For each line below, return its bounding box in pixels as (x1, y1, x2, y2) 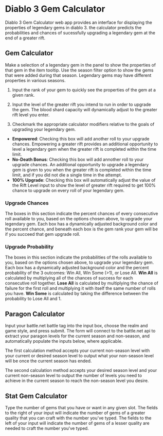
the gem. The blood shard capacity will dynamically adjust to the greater (12, 106, 158, 112)
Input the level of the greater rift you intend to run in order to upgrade (12, 101, 151, 107)
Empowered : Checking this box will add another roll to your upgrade (12, 136, 150, 141)
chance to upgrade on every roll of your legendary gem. (12, 187, 125, 193)
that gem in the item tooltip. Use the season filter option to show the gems (5, 67, 154, 73)
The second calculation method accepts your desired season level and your (5, 367, 157, 373)
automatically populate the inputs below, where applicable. (5, 338, 123, 344)
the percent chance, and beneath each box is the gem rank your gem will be (5, 226, 158, 232)
